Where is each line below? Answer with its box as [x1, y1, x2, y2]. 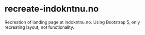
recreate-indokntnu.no [4, 3, 99, 14]
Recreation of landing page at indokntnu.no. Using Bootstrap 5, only [4, 19, 140, 25]
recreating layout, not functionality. [4, 24, 75, 30]
